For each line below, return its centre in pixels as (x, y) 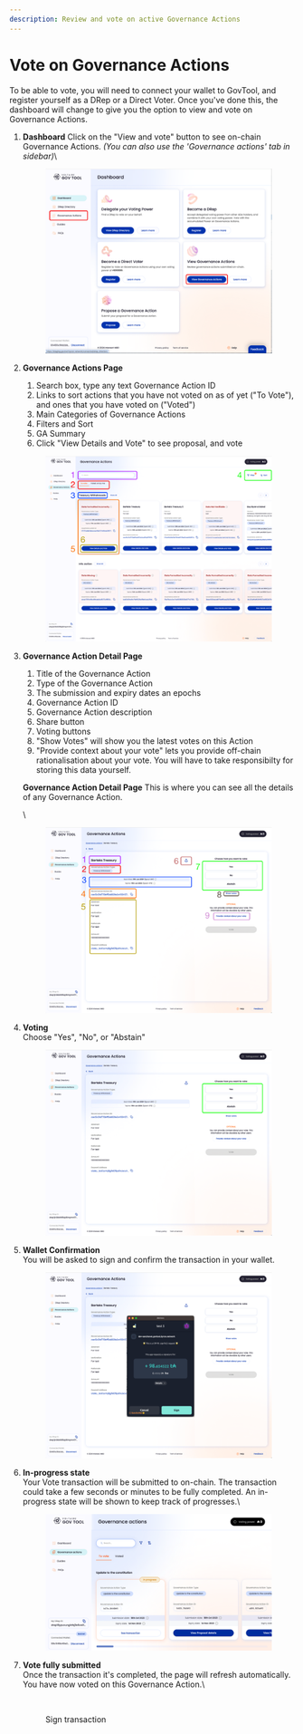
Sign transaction (76, 1719)
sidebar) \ (39, 156)
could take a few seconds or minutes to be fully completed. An (139, 1491)
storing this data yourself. (83, 770)
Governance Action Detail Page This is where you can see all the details (158, 787)
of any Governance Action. (72, 797)
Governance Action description (94, 712)
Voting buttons (63, 732)
